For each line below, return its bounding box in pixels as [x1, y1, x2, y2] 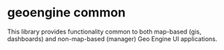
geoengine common [7, 5, 126, 21]
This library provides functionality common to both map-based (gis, [7, 27, 202, 36]
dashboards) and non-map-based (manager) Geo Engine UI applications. [7, 34, 218, 42]
